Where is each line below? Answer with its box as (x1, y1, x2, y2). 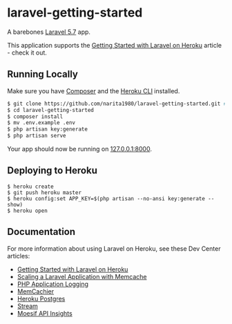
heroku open (13, 207, 48, 214)
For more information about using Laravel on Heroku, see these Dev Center (7, 244, 221, 253)
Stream (17, 302, 38, 310)
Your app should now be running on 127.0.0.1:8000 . (7, 145, 152, 153)
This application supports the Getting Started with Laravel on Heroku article (7, 41, 222, 49)
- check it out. (7, 48, 47, 57)
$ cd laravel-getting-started (7, 106, 95, 113)
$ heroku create (7, 183, 54, 190)
